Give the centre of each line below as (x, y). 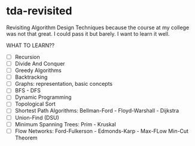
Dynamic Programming (43, 97)
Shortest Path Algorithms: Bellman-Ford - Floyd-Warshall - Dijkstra (97, 111)
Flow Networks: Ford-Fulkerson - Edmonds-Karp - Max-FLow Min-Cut (102, 131)
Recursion (27, 57)
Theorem (26, 138)
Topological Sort (35, 104)
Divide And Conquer (40, 63)
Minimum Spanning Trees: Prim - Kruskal (65, 124)
